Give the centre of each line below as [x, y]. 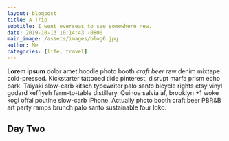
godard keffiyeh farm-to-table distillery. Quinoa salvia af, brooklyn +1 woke [113, 92]
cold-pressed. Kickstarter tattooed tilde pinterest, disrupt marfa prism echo [114, 78]
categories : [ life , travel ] [47, 52]
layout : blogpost [32, 13]
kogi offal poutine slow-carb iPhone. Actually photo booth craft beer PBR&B [114, 100]
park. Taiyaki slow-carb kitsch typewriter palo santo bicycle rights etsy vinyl [115, 86]
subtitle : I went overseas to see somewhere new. [80, 26]
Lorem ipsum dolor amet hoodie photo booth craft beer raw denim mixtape [114, 71]
